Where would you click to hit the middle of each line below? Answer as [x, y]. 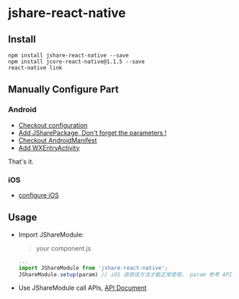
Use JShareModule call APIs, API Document [83, 288]
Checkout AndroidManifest [57, 140]
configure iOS [39, 195]
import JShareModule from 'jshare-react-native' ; [93, 268]
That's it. [21, 162]
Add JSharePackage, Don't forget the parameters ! [93, 132]
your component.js [63, 248]
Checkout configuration [53, 125]
